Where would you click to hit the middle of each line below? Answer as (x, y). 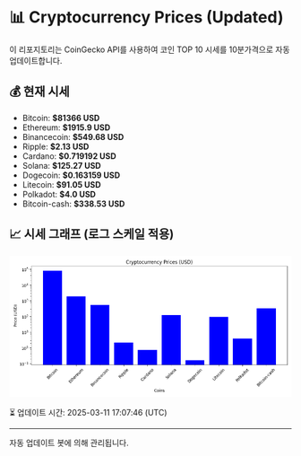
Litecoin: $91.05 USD (61, 184)
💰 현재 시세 (39, 92)
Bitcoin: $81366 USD (61, 118)
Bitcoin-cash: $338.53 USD (73, 204)
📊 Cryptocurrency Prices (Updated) (146, 18)
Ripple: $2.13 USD (56, 146)
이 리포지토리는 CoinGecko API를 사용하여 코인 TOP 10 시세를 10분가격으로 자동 (150, 49)
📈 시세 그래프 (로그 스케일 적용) (92, 234)
